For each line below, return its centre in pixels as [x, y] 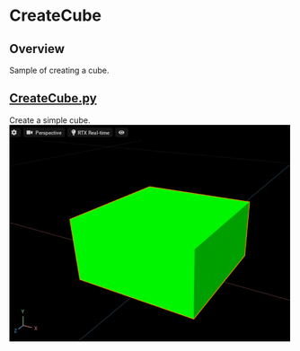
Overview [37, 49]
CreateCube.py [53, 98]
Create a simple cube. [50, 120]
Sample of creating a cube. [59, 70]
